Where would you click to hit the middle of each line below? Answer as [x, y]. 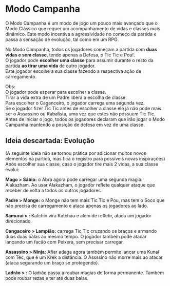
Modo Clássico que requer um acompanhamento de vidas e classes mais [83, 28]
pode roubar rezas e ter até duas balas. [47, 278]
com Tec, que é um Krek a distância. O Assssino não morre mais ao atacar [84, 257]
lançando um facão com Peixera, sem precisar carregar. [65, 242]
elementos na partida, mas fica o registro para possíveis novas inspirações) [85, 158]
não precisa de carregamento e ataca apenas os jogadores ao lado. [77, 206]
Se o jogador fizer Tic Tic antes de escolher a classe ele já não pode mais [83, 108]
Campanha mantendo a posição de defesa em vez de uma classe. [75, 125]
